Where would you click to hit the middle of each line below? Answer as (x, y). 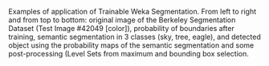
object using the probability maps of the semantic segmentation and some (131, 45)
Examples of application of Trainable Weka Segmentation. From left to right (132, 12)
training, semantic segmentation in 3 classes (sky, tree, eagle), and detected (134, 37)
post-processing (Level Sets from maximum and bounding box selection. (128, 54)
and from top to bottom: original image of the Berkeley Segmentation (122, 20)
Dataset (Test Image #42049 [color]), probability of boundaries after (121, 28)
